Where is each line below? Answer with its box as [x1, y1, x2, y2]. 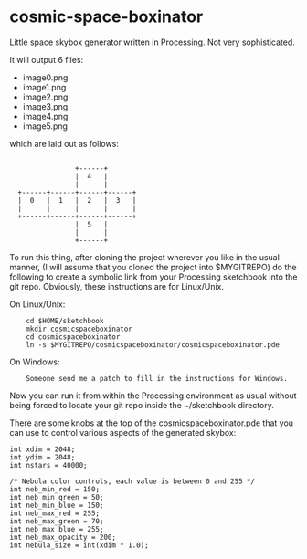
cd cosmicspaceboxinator [26, 332, 121, 342]
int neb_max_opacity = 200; [9, 533, 117, 542]
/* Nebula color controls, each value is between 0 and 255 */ [9, 477, 256, 486]
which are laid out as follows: [9, 138, 119, 149]
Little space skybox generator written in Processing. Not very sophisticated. [9, 37, 295, 47]
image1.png [22, 81, 67, 92]
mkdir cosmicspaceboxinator [26, 324, 132, 333]
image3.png [22, 100, 69, 111]
